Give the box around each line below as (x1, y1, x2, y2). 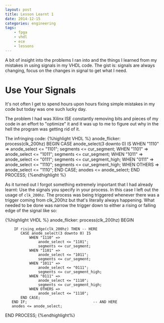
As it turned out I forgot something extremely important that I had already (5, 181, 153, 187)
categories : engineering (5, 21, 56, 26)
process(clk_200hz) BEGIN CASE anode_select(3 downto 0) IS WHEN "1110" (5, 141, 159, 147)
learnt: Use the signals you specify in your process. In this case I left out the (5, 187, 159, 193)
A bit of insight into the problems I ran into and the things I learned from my (5, 57, 157, 63)
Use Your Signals (5, 84, 76, 96)
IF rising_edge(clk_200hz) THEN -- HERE (14, 226, 98, 231)
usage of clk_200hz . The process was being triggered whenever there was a (5, 192, 160, 198)
